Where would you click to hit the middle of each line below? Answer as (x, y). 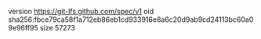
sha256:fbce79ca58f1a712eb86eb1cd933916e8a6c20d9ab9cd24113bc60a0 (131, 19)
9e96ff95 (24, 28)
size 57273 (58, 28)
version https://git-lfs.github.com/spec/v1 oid (81, 11)
